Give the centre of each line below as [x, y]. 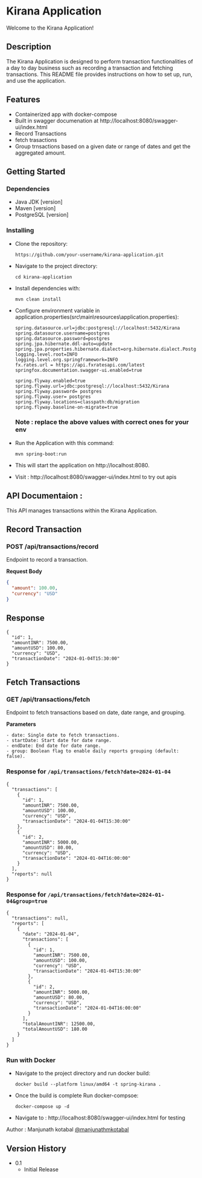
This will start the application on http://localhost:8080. [82, 465]
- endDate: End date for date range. [54, 746]
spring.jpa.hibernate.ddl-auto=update [64, 344]
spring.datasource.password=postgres [62, 338]
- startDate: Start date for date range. [59, 741]
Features [23, 100]
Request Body [24, 571]
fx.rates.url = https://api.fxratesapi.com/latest [80, 365]
